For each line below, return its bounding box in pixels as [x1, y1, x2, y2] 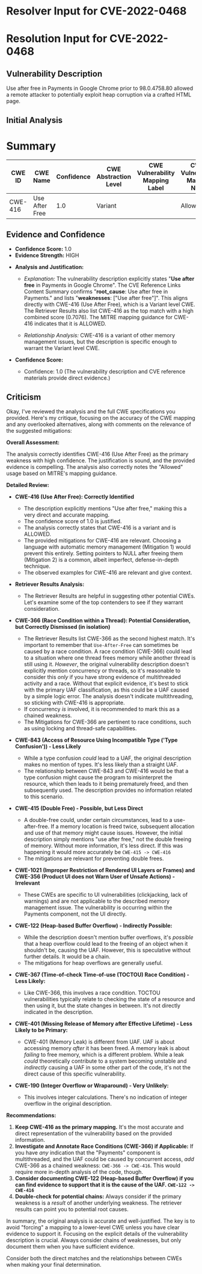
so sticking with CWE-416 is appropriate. [23, 699, 125, 707]
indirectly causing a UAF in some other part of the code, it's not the [23, 1064, 191, 1071]
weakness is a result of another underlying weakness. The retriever [14, 1199, 182, 1206]
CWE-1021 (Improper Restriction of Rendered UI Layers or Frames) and [14, 867, 195, 874]
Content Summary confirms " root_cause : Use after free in [23, 288, 168, 295]
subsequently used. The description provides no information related [23, 786, 192, 794]
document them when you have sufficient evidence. [6, 1243, 135, 1250]
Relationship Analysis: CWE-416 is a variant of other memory [23, 332, 176, 339]
